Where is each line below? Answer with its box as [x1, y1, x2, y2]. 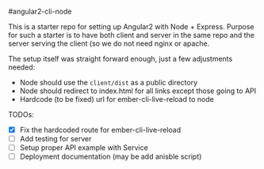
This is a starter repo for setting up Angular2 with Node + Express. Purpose [8, 22, 254, 31]
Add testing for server [19, 134, 92, 144]
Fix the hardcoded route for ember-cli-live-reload [19, 126, 182, 134]
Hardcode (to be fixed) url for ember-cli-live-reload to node [19, 95, 214, 103]
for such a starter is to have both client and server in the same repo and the [8, 31, 255, 39]
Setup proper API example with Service [19, 143, 148, 152]
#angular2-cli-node [8, 7, 72, 16]
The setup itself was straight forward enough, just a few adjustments [8, 54, 233, 63]
